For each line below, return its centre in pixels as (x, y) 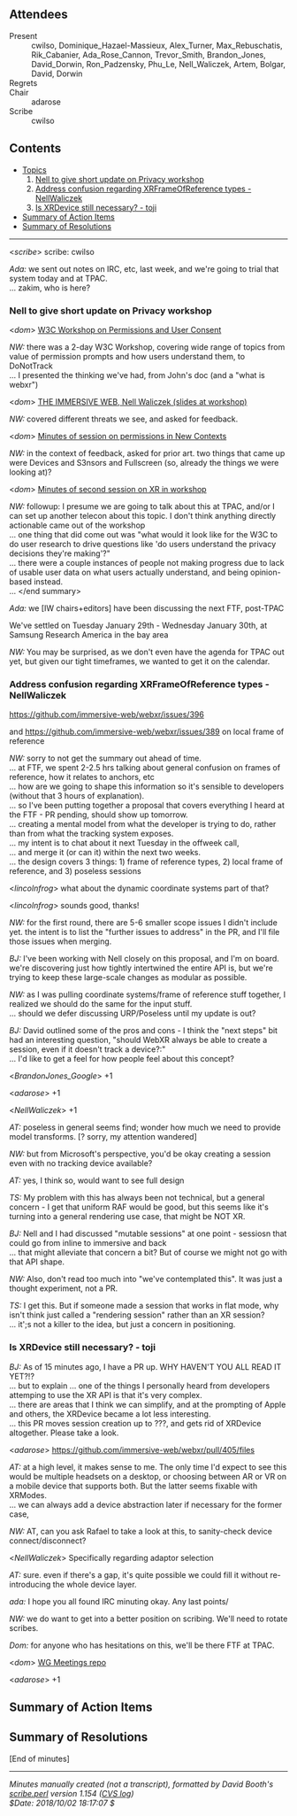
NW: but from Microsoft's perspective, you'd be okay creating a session (140, 1154)
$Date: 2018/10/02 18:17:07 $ (62, 1803)
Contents (35, 148)
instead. (49, 581)
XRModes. (28, 1495)
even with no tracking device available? (81, 1163)
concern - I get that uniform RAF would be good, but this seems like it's (139, 1207)
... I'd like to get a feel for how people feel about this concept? (122, 1059)
